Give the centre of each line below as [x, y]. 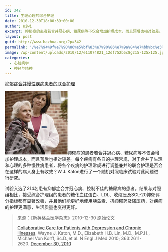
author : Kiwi [19, 26]
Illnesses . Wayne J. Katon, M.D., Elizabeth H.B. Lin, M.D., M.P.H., [84, 233]
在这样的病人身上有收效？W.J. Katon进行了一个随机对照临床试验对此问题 [80, 172]
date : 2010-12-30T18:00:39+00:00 [40, 21]
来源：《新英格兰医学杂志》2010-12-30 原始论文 [66, 218]
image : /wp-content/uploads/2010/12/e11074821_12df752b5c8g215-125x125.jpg [86, 52]
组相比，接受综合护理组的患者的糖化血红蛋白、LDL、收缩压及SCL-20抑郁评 [83, 195]
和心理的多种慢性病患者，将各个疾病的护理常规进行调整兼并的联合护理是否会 [84, 165]
